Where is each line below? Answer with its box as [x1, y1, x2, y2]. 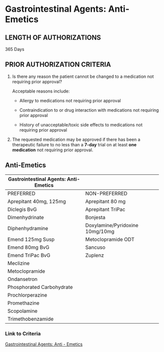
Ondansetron [7, 276, 38, 282]
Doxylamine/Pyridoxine [85, 222, 139, 229]
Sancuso [85, 244, 106, 251]
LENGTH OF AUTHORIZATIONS [5, 33, 101, 42]
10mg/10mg [85, 228, 115, 235]
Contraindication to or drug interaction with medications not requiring [19, 107, 159, 113]
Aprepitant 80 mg [85, 198, 126, 205]
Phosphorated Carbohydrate [7, 283, 73, 290]
